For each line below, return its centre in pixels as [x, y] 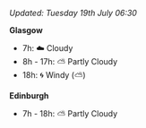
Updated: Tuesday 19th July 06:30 [73, 13]
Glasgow [26, 30]
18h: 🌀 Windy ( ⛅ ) [54, 75]
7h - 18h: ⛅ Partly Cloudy [70, 114]
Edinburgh [29, 96]
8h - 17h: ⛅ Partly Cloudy [70, 61]
